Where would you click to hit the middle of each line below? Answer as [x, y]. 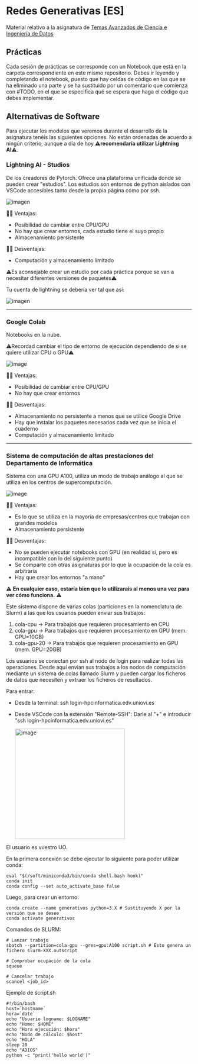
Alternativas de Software [53, 117]
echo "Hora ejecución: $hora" [43, 1030]
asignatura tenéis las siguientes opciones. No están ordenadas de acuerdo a [99, 137]
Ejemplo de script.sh [31, 993]
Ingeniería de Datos [30, 33]
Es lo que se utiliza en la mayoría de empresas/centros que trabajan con [102, 517]
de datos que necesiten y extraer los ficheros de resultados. [79, 680]
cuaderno [26, 429]
